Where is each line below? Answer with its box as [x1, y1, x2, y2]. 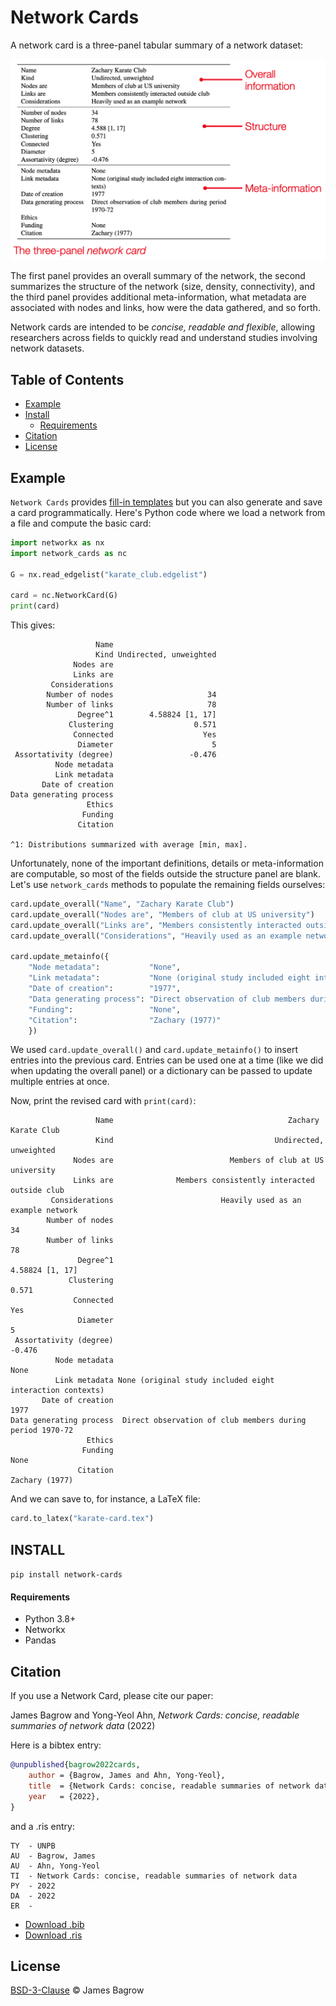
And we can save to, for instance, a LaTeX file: [10, 1493, 201, 1505]
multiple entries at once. [10, 1076, 110, 1088]
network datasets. [10, 342, 85, 355]
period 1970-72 [10, 1426, 74, 1436]
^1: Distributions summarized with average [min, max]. [10, 840, 248, 850]
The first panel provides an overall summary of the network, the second [10, 270, 306, 282]
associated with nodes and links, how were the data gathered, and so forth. [10, 302, 321, 314]
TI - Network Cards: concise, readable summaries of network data [10, 1871, 298, 1881]
